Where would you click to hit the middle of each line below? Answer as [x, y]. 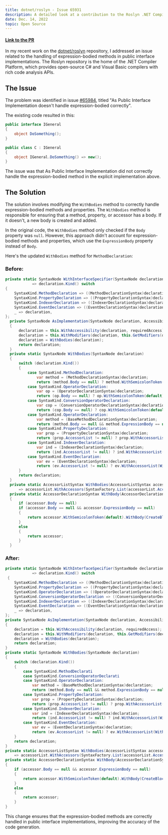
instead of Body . [21, 246]
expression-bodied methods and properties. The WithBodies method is [78, 210]
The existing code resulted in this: [40, 115]
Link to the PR [20, 40]
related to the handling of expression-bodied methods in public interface [80, 56]
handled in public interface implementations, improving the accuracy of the [82, 821]
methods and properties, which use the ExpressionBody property [87, 241]
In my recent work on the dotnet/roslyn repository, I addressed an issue [79, 51]
